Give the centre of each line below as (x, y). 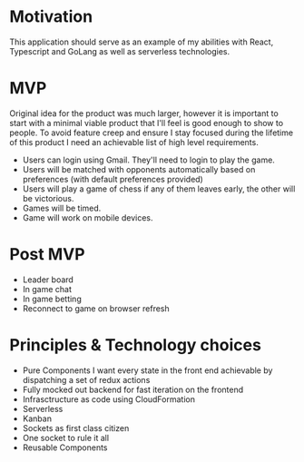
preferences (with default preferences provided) (113, 179)
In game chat (47, 289)
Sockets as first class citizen (76, 428)
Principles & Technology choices (135, 345)
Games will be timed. (62, 208)
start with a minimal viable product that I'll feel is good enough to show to (147, 123)
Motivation (51, 17)
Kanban (37, 418)
